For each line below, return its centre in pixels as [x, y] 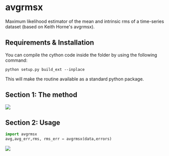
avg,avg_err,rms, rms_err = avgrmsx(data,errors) [59, 139]
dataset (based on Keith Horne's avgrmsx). [50, 26]
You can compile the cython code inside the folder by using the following [81, 55]
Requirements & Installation [50, 43]
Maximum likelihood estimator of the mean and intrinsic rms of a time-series [85, 21]
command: [16, 60]
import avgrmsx [21, 134]
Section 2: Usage [33, 122]
